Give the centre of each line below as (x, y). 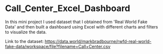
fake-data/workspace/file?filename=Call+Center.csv (58, 46)
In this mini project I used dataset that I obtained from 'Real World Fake (76, 22)
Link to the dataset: (24, 41)
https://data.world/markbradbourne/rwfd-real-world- (98, 41)
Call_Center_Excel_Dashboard (68, 8)
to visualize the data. (26, 32)
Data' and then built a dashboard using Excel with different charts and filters (81, 27)
